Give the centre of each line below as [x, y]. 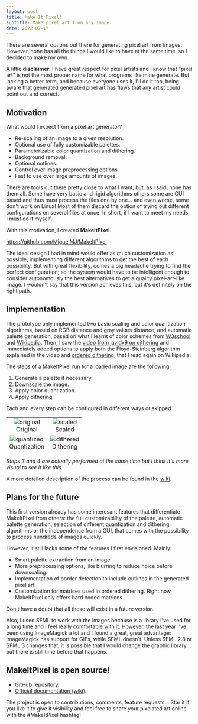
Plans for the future [43, 497]
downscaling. [31, 572]
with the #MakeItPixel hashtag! [44, 715]
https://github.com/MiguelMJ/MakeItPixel [57, 242]
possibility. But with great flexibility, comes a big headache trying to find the [98, 266]
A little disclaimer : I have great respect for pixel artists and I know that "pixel [99, 69]
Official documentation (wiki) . [51, 691]
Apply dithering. [34, 397]
